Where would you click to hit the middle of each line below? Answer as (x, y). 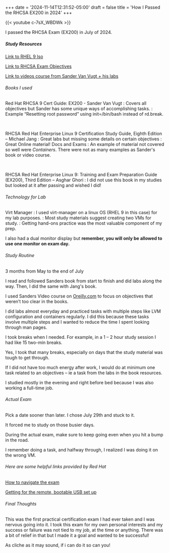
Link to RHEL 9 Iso (24, 56)
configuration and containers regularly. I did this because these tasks (77, 316)
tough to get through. (27, 358)
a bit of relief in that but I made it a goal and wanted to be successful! (77, 535)
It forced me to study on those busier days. (50, 425)
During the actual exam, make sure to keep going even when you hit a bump (84, 434)
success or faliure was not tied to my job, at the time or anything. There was (84, 530)
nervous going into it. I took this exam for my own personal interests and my (84, 525)
